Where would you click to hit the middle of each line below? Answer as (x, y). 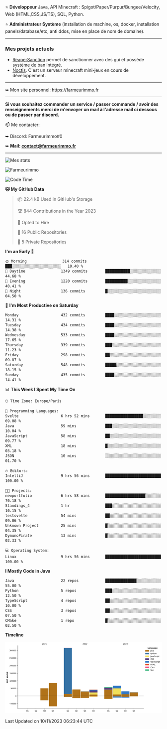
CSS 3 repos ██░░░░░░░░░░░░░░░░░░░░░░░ (83, 611)
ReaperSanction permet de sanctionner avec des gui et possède (78, 60)
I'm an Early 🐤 (20, 252)
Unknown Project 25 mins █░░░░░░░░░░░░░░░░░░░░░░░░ (83, 526)
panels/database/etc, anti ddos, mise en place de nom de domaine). (75, 31)
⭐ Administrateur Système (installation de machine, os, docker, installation (82, 24)
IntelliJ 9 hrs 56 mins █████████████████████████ (83, 476)
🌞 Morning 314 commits (46, 261)
